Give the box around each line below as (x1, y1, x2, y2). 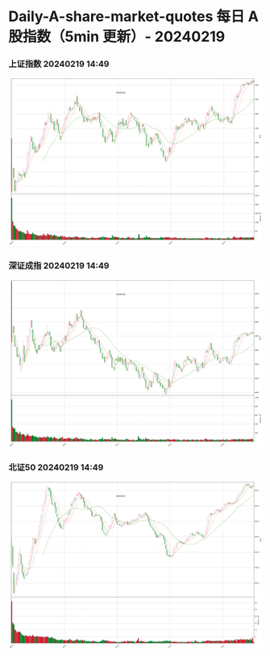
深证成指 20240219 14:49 (8, 260, 110, 271)
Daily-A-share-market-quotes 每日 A (8, 7, 260, 26)
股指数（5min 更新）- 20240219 (8, 27, 226, 46)
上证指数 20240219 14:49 (8, 58, 110, 69)
